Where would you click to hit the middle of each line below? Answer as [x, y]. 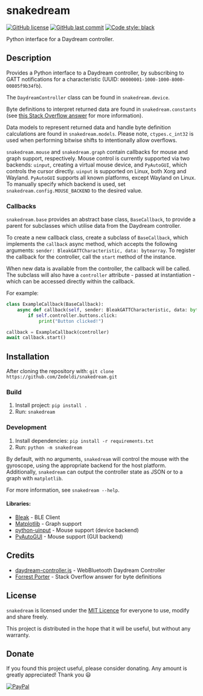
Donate [20, 654]
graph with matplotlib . [35, 478]
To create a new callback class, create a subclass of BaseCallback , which [97, 237]
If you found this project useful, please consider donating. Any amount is [97, 668]
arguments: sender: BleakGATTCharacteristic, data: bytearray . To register [101, 250]
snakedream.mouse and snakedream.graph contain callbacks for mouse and [97, 151]
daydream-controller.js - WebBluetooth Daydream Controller [90, 570]
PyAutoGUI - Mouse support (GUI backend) [69, 536]
